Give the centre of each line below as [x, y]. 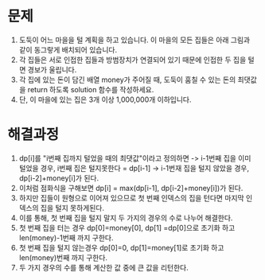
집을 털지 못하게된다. [72, 208]
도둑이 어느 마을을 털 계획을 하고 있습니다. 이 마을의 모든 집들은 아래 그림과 [134, 40]
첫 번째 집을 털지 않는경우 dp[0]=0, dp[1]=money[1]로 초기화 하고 [121, 247]
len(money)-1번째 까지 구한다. [66, 237]
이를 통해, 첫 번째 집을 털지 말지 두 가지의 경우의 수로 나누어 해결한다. [126, 218]
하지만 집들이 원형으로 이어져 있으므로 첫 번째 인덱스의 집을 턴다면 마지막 [131, 198]
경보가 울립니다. [52, 69]
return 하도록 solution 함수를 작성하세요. [91, 89]
